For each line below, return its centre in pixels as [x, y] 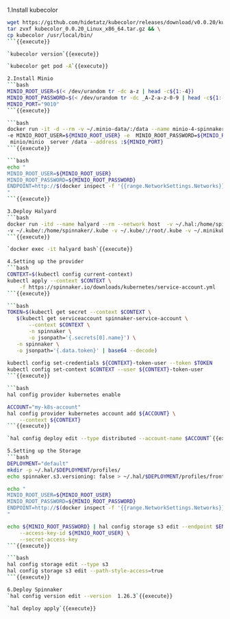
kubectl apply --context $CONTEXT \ [59, 280]
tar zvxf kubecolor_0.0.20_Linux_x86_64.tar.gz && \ [84, 29]
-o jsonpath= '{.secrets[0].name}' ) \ [82, 338]
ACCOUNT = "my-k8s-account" [44, 407]
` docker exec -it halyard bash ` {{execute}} [70, 250]
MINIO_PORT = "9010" [33, 104]
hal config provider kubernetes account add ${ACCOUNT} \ [91, 413]
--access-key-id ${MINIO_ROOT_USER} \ [75, 533]
